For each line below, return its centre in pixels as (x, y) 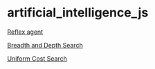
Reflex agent (25, 32)
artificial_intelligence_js (78, 13)
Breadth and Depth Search (45, 45)
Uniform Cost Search (37, 58)
